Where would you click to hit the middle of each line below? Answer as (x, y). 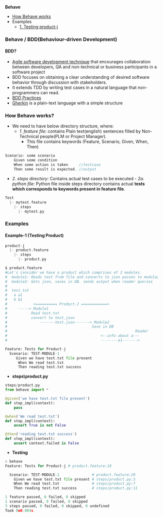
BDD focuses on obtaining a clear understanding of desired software (81, 77)
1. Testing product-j (39, 27)
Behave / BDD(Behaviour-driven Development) (61, 39)
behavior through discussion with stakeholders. (59, 83)
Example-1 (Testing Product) (34, 235)
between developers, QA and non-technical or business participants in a (84, 67)
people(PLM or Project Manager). (73, 137)
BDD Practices (26, 98)
